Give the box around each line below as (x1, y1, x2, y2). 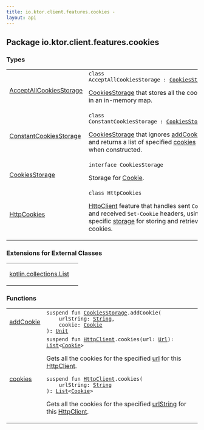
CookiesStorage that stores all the (88, 89, 185, 97)
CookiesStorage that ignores (88, 130, 171, 139)
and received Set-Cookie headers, (88, 209, 185, 218)
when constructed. (88, 145, 143, 154)
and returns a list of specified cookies (88, 138, 196, 147)
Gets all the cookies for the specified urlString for (46, 400, 187, 408)
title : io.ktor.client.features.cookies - (6, 9, 115, 15)
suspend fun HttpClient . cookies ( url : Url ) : (46, 336, 174, 342)
